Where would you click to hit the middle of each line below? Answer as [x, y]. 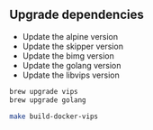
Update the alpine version [70, 36]
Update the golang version [72, 65]
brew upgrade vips [44, 91]
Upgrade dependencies [76, 15]
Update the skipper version [73, 46]
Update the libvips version [71, 75]
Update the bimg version [68, 56]
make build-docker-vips [54, 116]
